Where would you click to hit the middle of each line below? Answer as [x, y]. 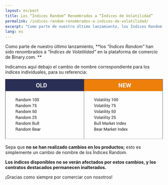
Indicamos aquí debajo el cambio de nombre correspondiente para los [77, 67]
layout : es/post [22, 10]
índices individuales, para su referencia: [46, 72]
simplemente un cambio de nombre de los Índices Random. [66, 152]
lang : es [14, 32]
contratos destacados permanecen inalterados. [56, 167]
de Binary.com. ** [23, 57]
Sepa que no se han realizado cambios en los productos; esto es [73, 147]
